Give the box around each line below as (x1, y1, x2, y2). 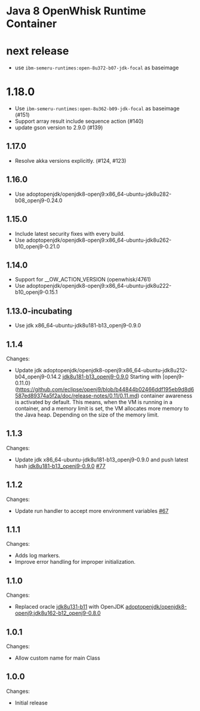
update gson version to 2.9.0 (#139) (14, 124, 103, 131)
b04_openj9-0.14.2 (14, 373, 61, 380)
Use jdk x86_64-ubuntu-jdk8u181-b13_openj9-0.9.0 (14, 322, 141, 329)
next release (6, 44, 69, 58)
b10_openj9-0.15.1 (14, 288, 58, 296)
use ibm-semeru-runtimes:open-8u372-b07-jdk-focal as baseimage (14, 64, 179, 71)
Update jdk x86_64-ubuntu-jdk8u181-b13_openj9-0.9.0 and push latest (14, 456, 189, 463)
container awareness (140, 392, 193, 399)
